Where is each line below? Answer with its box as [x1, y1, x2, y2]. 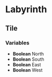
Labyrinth [5, 4, 47, 15]
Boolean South [12, 56, 44, 62]
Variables [5, 39, 30, 46]
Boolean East [12, 61, 41, 67]
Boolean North [12, 50, 44, 57]
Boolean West [12, 67, 43, 73]
